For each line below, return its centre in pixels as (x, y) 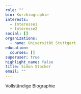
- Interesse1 (24, 24)
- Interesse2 (24, 29)
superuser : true (22, 57)
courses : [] (23, 52)
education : (17, 48)
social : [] (17, 34)
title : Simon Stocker (28, 67)
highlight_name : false (29, 62)
